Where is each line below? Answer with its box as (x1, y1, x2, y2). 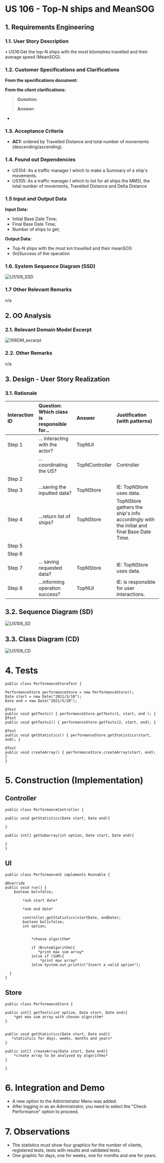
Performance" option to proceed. (12, 1109, 79, 1114)
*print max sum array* (38, 949, 84, 955)
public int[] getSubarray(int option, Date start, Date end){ (5, 833, 134, 838)
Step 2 (7, 476, 23, 483)
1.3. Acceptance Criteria (5, 128, 63, 134)
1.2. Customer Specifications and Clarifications (5, 66, 120, 73)
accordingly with (116, 516, 155, 523)
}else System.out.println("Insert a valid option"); (31, 962, 141, 967)
